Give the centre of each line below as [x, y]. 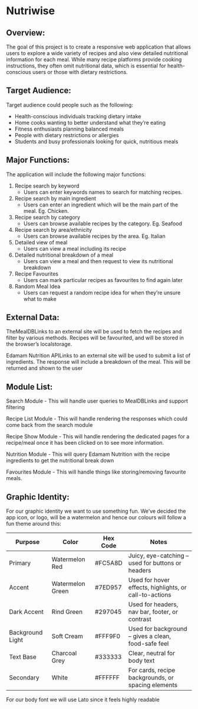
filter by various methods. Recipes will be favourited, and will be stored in [95, 338]
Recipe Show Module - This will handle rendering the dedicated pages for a [98, 436]
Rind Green [67, 612]
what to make [40, 299]
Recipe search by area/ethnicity [53, 229]
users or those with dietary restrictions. [80, 72]
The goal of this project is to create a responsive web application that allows [99, 47]
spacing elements [153, 685]
